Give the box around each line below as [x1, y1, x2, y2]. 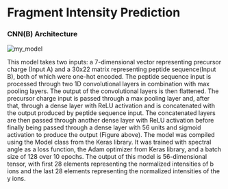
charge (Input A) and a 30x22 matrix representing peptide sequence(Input [7, 65, 216, 73]
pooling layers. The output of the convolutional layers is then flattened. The [7, 87, 219, 95]
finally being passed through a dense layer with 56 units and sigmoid [7, 123, 201, 131]
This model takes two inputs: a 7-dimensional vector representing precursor [7, 58, 221, 66]
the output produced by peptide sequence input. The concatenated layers [7, 109, 216, 117]
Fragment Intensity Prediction [7, 5, 181, 21]
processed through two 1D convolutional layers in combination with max [7, 80, 210, 88]
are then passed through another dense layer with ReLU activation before [7, 116, 214, 125]
